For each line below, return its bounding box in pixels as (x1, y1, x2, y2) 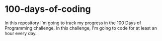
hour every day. (4, 30, 37, 36)
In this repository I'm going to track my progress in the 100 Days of (4, 20, 141, 26)
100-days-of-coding (4, 3, 91, 15)
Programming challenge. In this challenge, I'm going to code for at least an (4, 25, 157, 31)
